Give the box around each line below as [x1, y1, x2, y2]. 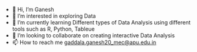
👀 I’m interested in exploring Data [12, 12, 96, 20]
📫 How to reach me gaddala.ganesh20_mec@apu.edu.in [12, 39, 157, 46]
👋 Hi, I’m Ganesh [12, 6, 54, 13]
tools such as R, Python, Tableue [12, 25, 95, 32]
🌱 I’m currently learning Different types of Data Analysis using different [12, 19, 191, 26]
